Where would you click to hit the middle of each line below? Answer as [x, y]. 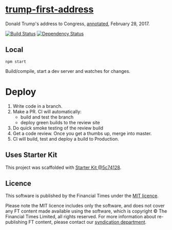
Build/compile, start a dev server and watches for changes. [68, 71]
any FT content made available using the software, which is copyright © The [86, 211]
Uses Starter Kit [31, 155]
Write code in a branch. [37, 106]
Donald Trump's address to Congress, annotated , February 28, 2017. [78, 24]
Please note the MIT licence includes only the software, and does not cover [85, 206]
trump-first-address [50, 9]
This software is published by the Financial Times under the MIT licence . [82, 196]
